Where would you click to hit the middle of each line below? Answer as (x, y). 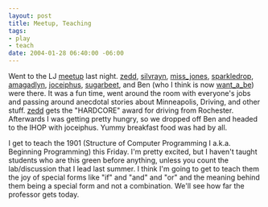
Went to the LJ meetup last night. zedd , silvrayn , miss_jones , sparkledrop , (131, 76)
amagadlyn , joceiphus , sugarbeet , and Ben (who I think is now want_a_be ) (132, 85)
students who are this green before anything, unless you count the (119, 160)
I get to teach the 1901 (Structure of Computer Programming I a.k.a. (120, 143)
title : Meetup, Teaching (50, 23)
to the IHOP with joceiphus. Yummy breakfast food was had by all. (118, 127)
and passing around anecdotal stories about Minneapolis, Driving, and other (134, 102)
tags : (17, 31)
